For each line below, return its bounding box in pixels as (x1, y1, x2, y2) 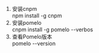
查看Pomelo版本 (11, 33, 53, 40)
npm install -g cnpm (11, 12, 62, 19)
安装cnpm (11, 5, 37, 12)
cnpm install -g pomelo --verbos (11, 26, 94, 33)
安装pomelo (11, 19, 42, 26)
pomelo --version (11, 40, 56, 47)
